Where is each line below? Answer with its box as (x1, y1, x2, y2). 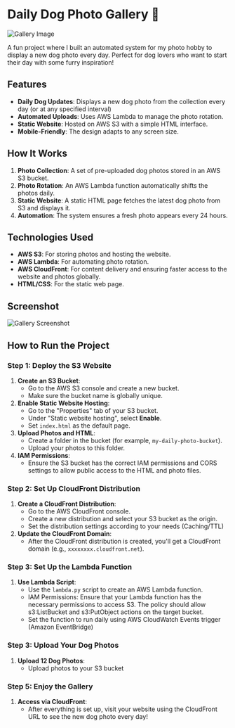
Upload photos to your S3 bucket (27, 664, 124, 672)
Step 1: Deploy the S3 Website (7, 360, 112, 370)
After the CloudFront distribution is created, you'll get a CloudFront (27, 537, 221, 546)
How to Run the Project (7, 339, 110, 351)
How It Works (7, 148, 68, 160)
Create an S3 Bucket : (17, 376, 81, 385)
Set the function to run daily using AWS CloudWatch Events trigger (27, 615, 221, 624)
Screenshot (7, 300, 60, 312)
